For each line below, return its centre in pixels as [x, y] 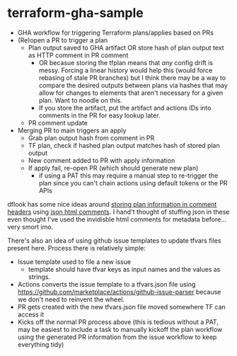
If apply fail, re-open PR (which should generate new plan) [113, 168]
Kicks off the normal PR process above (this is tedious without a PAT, [118, 322]
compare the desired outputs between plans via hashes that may [133, 85]
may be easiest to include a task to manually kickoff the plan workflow [120, 329]
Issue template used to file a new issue [74, 262]
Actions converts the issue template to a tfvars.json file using [106, 284]
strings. [39, 277]
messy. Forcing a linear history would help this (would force [126, 70]
